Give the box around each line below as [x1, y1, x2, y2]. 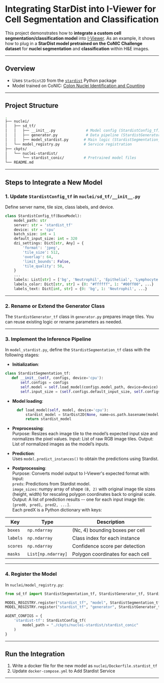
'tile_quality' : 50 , [22, 264, 64, 268]
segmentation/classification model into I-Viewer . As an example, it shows [5, 35, 155, 41]
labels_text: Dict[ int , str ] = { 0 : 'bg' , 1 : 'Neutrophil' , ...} [14, 286, 147, 291]
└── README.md [5, 160, 34, 165]
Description [97, 518, 125, 525]
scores [7, 543, 23, 549]
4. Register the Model [5, 571, 57, 578]
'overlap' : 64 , [22, 254, 54, 259]
